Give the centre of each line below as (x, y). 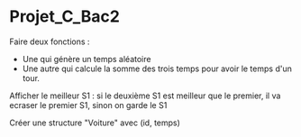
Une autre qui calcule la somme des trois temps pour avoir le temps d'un (157, 68)
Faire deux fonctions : (50, 41)
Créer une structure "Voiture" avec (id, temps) (95, 123)
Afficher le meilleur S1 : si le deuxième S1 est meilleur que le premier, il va (145, 96)
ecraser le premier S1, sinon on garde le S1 (88, 105)
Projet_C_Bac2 (64, 17)
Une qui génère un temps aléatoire (87, 59)
